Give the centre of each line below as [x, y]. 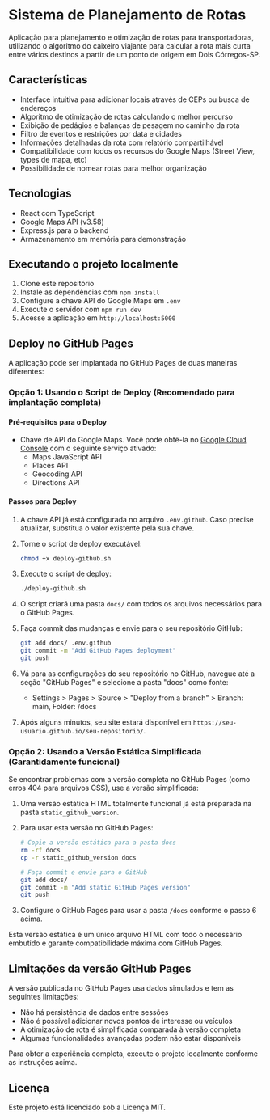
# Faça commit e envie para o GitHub [84, 872]
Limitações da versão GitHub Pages [100, 968]
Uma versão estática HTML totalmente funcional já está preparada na [136, 804]
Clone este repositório [57, 284]
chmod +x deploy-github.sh [65, 558]
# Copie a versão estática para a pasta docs [98, 843]
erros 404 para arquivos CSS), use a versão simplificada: [104, 788]
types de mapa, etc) [53, 159]
